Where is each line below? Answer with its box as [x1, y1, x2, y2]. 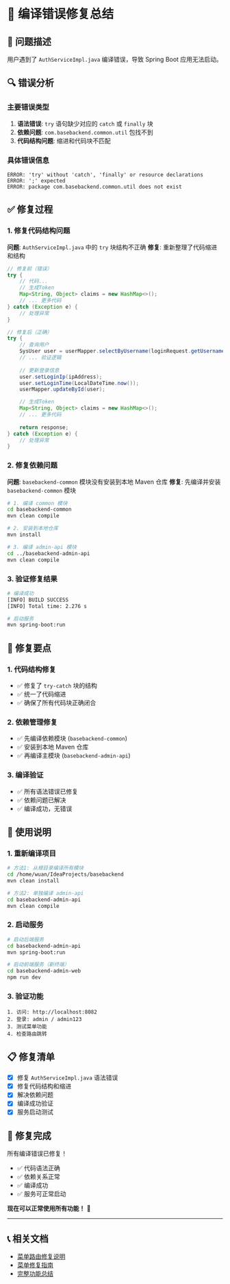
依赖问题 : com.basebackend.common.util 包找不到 [16, 128, 154, 136]
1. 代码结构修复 [7, 664, 57, 674]
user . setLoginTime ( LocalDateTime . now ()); [19, 380, 139, 386]
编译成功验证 [16, 1099, 53, 1108]
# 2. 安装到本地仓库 [7, 525, 59, 532]
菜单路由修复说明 [16, 1252, 66, 1261]
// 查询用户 [19, 341, 49, 349]
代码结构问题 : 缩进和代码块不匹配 [16, 137, 111, 145]
